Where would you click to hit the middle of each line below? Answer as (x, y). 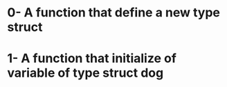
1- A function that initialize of (92, 59)
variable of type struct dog (85, 73)
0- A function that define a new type (113, 13)
